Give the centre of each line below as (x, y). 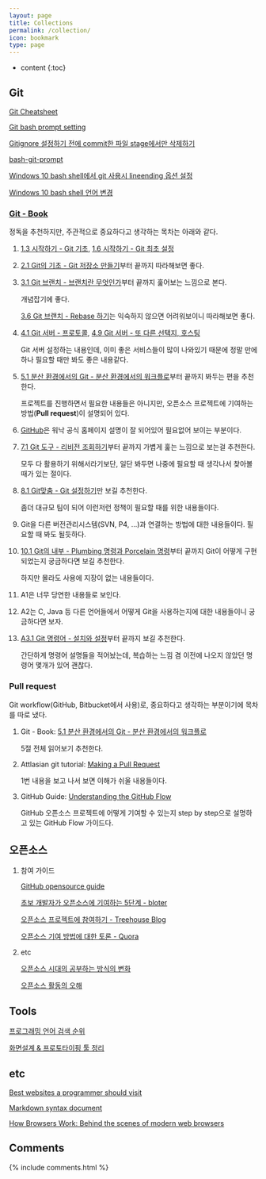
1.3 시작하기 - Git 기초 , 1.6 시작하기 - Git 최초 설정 (97, 249)
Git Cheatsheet (34, 111)
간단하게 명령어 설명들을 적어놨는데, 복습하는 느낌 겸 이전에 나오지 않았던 (132, 655)
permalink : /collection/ (50, 30)
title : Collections (41, 23)
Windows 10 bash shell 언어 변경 (61, 192)
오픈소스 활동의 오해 (51, 985)
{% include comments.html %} (59, 1167)
